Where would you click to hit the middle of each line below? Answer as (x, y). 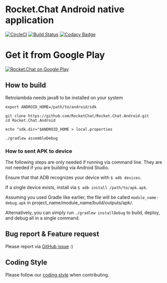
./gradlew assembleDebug (32, 138)
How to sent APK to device (39, 151)
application (30, 20)
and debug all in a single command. (43, 218)
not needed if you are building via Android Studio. (57, 168)
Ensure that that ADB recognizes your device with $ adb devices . (73, 177)
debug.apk (16, 203)
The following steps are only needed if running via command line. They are (84, 162)
